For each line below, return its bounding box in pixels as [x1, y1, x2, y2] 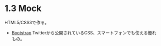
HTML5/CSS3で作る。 [4, 19, 49, 25]
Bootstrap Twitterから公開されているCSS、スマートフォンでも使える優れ [11, 30, 157, 35]
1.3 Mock [4, 3, 42, 14]
